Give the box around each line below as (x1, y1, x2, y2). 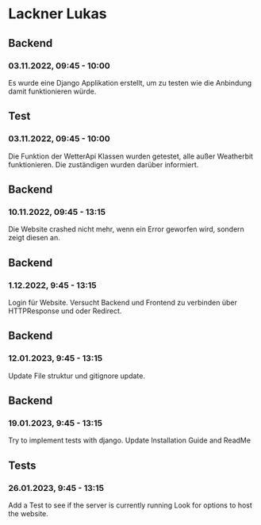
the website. (8, 509, 49, 518)
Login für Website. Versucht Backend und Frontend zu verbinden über (8, 297, 238, 307)
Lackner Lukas (8, 5, 107, 23)
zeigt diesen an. (8, 233, 61, 243)
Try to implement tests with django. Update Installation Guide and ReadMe (8, 435, 251, 445)
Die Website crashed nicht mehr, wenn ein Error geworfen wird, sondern (8, 224, 244, 234)
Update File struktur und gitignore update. (8, 370, 145, 381)
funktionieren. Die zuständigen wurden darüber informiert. (8, 159, 199, 169)
